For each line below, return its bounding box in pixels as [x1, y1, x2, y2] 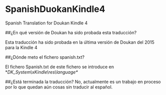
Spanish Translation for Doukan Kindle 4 [5, 20, 88, 26]
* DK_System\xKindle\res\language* [5, 69, 78, 75]
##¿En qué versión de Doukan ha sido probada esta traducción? [5, 29, 137, 35]
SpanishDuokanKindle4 [5, 3, 105, 15]
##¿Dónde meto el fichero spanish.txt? [5, 54, 84, 60]
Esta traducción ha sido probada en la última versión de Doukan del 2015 [5, 39, 155, 45]
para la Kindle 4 [5, 44, 38, 50]
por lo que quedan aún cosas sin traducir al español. [5, 84, 113, 90]
